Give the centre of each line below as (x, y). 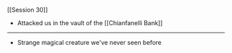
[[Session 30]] (28, 10)
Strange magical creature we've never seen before (89, 42)
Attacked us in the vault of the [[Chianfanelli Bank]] (90, 23)
